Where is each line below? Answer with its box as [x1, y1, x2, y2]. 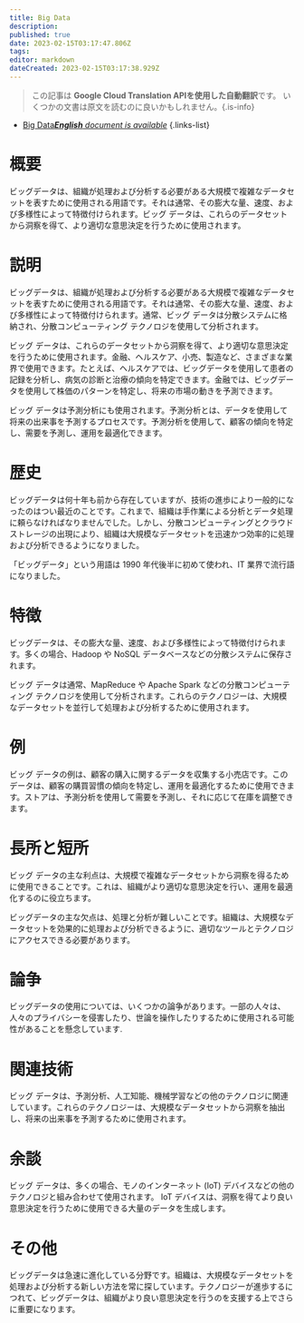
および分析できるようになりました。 [9, 539, 145, 550]
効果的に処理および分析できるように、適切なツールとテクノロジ [56, 923, 294, 934]
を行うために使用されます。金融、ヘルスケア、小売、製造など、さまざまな [9, 351, 285, 362]
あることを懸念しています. [24, 1024, 123, 1034]
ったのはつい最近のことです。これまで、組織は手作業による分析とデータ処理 [9, 505, 294, 516]
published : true [9, 30, 71, 39]
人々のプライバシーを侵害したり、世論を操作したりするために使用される [9, 1013, 279, 1024]
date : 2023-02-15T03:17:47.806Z [9, 38, 131, 48]
